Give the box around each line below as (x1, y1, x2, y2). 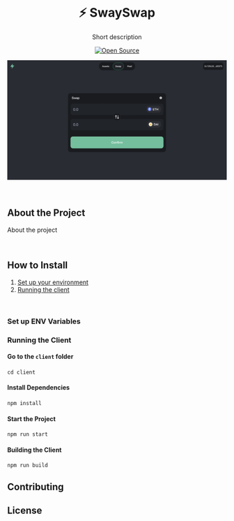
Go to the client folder (7, 353, 74, 361)
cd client (7, 369, 36, 376)
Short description (92, 32, 142, 41)
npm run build (7, 462, 49, 469)
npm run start (7, 431, 49, 438)
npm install (7, 399, 42, 406)
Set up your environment (17, 278, 89, 286)
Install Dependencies (7, 383, 70, 392)
